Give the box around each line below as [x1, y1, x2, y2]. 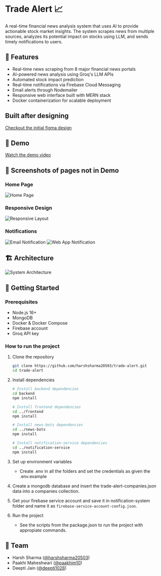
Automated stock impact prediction [12, 76, 84, 82]
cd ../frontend [12, 409, 44, 414]
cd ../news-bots [12, 427, 46, 432]
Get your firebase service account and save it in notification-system [12, 497, 150, 504]
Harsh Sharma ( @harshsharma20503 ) [12, 554, 90, 560]
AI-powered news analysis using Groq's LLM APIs [12, 71, 114, 77]
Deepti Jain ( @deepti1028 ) [12, 565, 67, 571]
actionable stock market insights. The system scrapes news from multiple [5, 28, 155, 34]
